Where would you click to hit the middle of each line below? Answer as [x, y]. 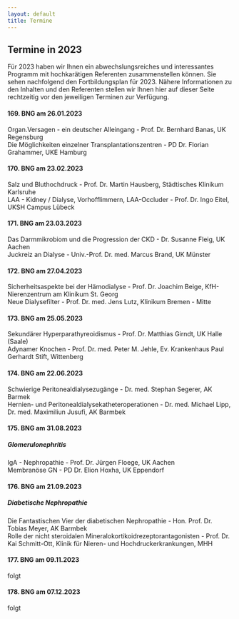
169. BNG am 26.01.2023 [45, 113]
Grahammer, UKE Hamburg [47, 152]
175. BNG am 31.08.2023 [45, 428]
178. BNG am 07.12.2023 [44, 592]
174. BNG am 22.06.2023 [45, 373]
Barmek [19, 396]
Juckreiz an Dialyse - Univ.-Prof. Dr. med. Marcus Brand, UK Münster [109, 254]
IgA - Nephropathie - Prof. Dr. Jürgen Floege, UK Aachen [91, 463]
